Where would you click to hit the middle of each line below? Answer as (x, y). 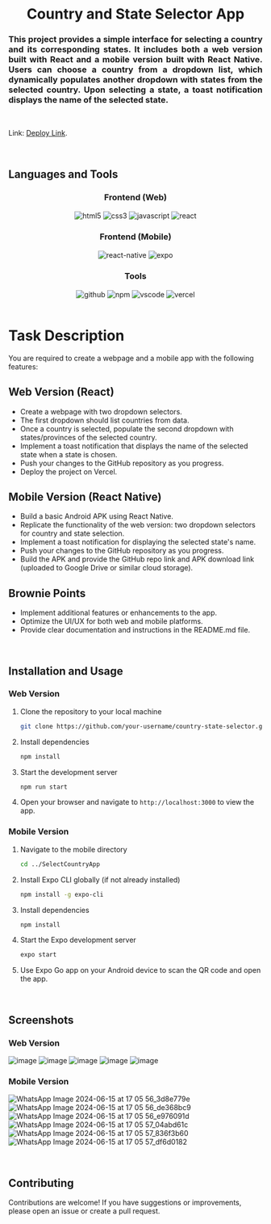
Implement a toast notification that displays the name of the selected (134, 446)
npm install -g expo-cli (62, 894)
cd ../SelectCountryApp (60, 864)
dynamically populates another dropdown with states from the (135, 80)
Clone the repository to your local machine (91, 711)
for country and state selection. (72, 533)
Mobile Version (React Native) (85, 496)
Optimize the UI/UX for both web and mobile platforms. (111, 621)
